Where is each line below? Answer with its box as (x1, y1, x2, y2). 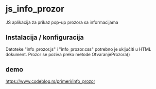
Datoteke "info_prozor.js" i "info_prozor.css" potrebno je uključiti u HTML (5, 46, 152, 52)
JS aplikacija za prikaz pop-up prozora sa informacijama (5, 19, 119, 25)
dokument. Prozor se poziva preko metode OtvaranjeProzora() (5, 51, 130, 57)
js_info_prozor (5, 3, 65, 15)
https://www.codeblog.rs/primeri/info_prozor (5, 78, 96, 84)
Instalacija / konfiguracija (5, 33, 84, 42)
